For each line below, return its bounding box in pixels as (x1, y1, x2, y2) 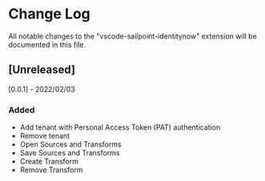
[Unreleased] (8, 63, 76, 77)
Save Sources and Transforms (19, 148, 120, 158)
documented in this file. (8, 39, 86, 49)
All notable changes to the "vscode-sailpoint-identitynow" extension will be (8, 31, 258, 41)
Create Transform (19, 157, 78, 167)
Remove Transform (19, 165, 83, 175)
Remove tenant (19, 131, 70, 141)
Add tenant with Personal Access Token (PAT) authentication (19, 123, 221, 132)
